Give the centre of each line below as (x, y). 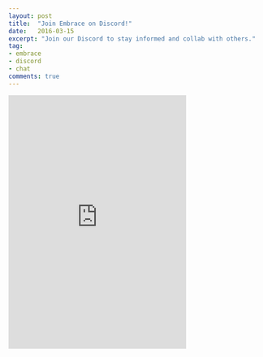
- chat (19, 69)
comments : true (34, 76)
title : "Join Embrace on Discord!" (70, 24)
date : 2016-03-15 (41, 31)
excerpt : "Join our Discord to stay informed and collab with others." (132, 39)
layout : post (30, 16)
